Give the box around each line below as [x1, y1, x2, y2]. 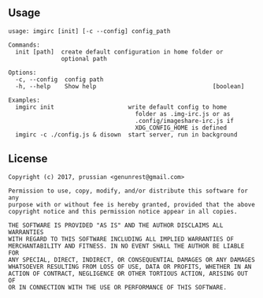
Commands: [8, 41, 41, 49]
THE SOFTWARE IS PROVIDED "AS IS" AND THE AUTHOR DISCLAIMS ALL [8, 221, 224, 229]
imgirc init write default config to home [15, 102, 227, 111]
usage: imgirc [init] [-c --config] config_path [8, 27, 171, 35]
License [8, 152, 48, 166]
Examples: [8, 96, 41, 104]
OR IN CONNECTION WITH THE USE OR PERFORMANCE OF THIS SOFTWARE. [8, 283, 227, 291]
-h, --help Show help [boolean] [15, 82, 245, 90]
